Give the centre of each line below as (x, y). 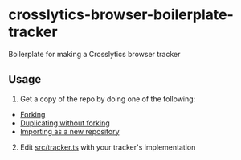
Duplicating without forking (65, 123)
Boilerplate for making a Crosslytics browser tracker (94, 54)
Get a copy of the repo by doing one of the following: (108, 99)
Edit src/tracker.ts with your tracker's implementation (108, 147)
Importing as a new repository (69, 131)
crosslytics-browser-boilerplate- (121, 15)
